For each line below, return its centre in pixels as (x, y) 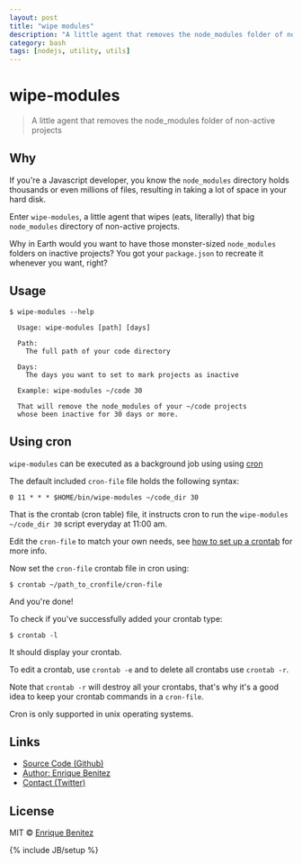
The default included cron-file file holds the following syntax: (124, 481)
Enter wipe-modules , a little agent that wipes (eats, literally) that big (132, 216)
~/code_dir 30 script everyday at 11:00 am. (89, 524)
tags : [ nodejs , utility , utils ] (70, 51)
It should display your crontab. (66, 652)
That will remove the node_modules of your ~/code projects (132, 406)
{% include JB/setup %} (54, 850)
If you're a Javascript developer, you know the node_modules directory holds (149, 180)
